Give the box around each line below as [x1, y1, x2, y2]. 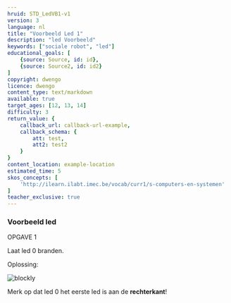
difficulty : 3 [7, 109, 49, 116]
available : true [7, 96, 55, 103]
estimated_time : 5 [7, 167, 61, 175]
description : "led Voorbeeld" [7, 37, 96, 44]
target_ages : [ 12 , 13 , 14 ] [7, 102, 87, 109]
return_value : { [7, 115, 55, 122]
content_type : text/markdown [7, 89, 93, 96]
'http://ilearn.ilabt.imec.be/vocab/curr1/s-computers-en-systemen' [20, 180, 225, 187]
